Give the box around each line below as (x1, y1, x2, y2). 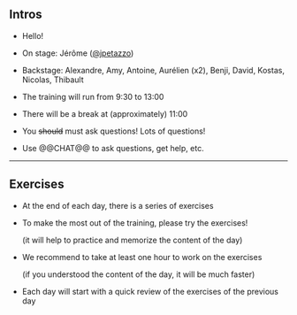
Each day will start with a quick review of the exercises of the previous (21, 286, 278, 296)
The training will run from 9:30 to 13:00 (21, 91, 164, 102)
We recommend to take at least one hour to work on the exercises (21, 251, 263, 262)
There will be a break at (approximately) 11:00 (21, 108, 188, 119)
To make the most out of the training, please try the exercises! (21, 217, 248, 228)
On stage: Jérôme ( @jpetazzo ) (21, 48, 134, 58)
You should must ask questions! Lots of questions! (21, 126, 206, 136)
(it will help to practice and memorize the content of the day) (21, 234, 243, 245)
